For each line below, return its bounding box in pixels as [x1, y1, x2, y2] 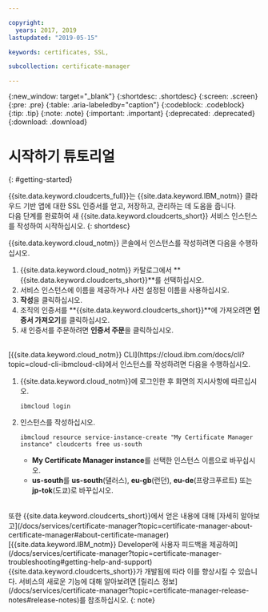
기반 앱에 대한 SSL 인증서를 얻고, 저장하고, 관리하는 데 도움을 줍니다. [22, 201, 236, 211]
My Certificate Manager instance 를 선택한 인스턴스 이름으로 [31, 456, 228, 465]
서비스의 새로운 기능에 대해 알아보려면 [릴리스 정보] [18, 577, 178, 586]
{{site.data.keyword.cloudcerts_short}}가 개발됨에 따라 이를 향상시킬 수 [8, 566, 237, 577]
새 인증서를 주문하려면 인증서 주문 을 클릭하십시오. [19, 325, 174, 335]
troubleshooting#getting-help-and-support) [8, 558, 153, 567]
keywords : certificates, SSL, [8, 48, 110, 56]
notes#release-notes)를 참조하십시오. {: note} [8, 595, 156, 605]
